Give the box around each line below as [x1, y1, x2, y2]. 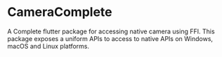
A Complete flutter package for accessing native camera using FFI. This [7, 27, 216, 35]
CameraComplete [7, 4, 112, 20]
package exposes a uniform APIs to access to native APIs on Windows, [7, 34, 213, 42]
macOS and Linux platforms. [7, 42, 90, 50]
